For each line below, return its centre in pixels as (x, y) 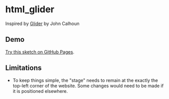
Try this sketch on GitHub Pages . (40, 52)
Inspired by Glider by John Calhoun (43, 23)
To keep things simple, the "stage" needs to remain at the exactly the (85, 80)
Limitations (23, 68)
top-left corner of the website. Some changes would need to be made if (88, 86)
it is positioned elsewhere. (40, 91)
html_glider (30, 9)
